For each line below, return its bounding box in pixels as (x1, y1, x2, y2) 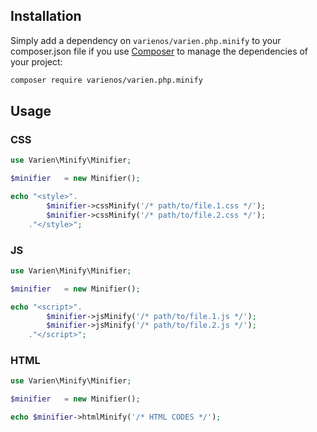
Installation (10, 8, 82, 25)
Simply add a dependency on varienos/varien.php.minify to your (10, 34, 282, 46)
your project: (10, 55, 63, 68)
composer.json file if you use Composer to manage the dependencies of (10, 45, 309, 57)
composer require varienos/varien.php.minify (10, 75, 203, 85)
